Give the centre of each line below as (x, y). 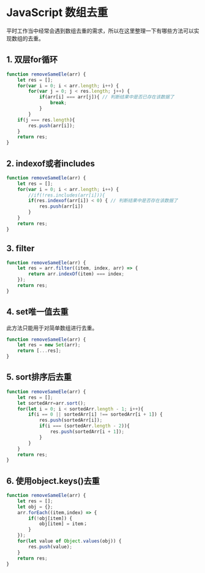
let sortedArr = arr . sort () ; (52, 403)
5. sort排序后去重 (39, 377)
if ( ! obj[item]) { (50, 518)
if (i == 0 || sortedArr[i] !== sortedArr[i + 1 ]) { (96, 415)
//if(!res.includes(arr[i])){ (67, 195)
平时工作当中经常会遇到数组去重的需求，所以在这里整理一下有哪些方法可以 (100, 31)
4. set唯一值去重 (37, 312)
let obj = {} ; (35, 507)
